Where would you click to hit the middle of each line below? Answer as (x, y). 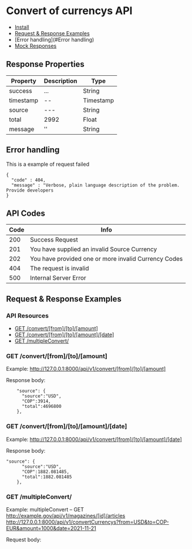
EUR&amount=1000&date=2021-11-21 (51, 528)
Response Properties (46, 64)
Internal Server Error (58, 278)
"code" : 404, (28, 180)
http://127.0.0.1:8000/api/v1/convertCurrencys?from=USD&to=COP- (87, 522)
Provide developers (30, 190)
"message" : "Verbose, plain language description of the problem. (96, 185)
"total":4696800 (41, 407)
